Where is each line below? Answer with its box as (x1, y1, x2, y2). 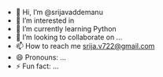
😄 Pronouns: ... (15, 53, 67, 62)
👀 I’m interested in (15, 16, 75, 25)
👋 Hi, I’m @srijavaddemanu (15, 8, 104, 16)
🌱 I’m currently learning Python (15, 24, 117, 33)
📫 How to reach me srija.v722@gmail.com (15, 42, 155, 50)
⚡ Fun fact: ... (15, 61, 59, 71)
